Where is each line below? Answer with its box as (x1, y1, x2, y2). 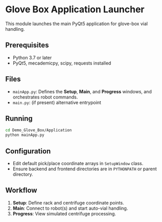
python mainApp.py (5, 132, 44, 138)
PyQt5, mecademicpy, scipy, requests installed (12, 60, 111, 66)
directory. (12, 171, 33, 177)
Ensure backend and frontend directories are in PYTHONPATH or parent (12, 166, 157, 172)
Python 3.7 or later (12, 54, 52, 60)
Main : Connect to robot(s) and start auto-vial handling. (12, 205, 128, 211)
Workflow (5, 186, 37, 195)
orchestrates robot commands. (12, 94, 78, 100)
